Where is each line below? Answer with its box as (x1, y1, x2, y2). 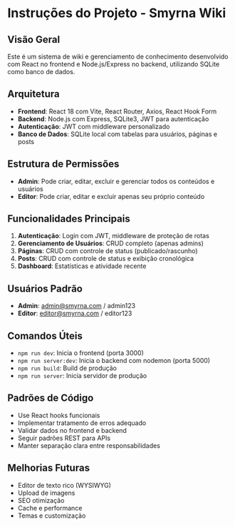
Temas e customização (17, 511, 86, 520)
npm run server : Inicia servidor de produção (17, 372, 147, 380)
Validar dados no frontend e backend (17, 426, 127, 434)
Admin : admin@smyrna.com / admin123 (17, 302, 136, 310)
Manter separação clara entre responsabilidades (17, 441, 160, 450)
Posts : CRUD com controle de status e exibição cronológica (17, 255, 194, 263)
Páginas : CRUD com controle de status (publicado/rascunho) (17, 247, 198, 255)
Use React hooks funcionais (17, 411, 100, 419)
